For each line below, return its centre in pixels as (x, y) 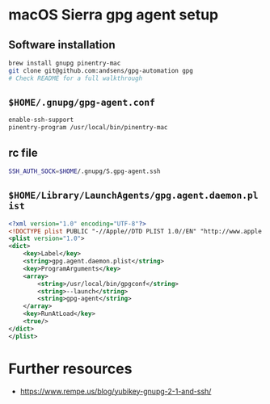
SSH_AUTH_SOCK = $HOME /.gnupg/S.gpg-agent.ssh (84, 171)
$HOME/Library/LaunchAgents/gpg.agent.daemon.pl (133, 196)
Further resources (70, 368)
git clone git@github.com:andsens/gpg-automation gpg (101, 70)
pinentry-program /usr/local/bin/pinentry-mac (88, 128)
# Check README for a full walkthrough (76, 78)
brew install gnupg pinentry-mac (65, 63)
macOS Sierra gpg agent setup (114, 15)
